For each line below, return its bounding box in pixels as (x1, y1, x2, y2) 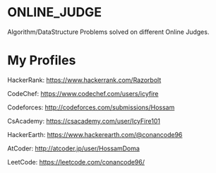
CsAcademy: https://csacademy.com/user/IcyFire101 (7, 117, 161, 125)
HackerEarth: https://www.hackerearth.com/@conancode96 (7, 130, 183, 138)
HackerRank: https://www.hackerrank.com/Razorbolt (7, 76, 162, 84)
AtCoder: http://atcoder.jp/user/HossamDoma (7, 144, 140, 153)
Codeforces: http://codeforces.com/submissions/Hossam (7, 103, 175, 112)
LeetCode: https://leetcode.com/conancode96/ (7, 157, 145, 166)
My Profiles (7, 52, 76, 68)
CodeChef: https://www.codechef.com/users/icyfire (7, 89, 159, 97)
